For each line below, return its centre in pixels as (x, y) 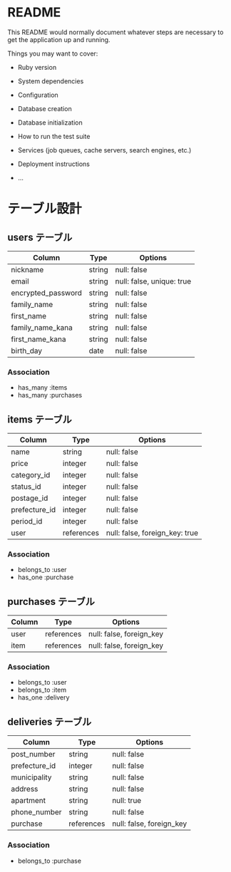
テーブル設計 (45, 209)
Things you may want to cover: (53, 53)
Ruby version (37, 67)
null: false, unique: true (153, 281)
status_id (26, 487)
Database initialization (50, 123)
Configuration (38, 95)
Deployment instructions (54, 164)
